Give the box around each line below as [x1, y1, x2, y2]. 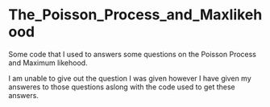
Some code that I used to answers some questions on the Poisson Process [8, 49, 256, 59]
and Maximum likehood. [8, 58, 88, 68]
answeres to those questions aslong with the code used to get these [8, 82, 235, 92]
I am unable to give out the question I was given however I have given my [8, 73, 251, 83]
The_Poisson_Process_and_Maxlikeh [8, 6, 263, 24]
